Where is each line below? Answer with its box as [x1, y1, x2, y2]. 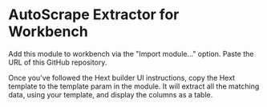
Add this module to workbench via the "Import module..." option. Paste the [8, 49, 254, 58]
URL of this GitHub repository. [8, 57, 107, 67]
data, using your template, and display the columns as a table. [8, 89, 213, 99]
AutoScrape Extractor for [8, 6, 180, 24]
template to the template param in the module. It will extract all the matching [8, 81, 260, 91]
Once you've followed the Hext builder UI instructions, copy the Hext [8, 73, 235, 82]
